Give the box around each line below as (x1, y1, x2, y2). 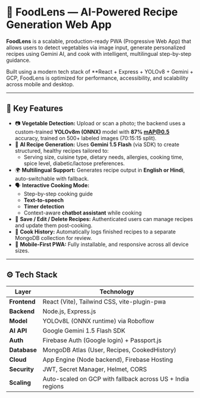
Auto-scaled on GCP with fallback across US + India (42, 374, 189, 383)
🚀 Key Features (6, 103, 64, 113)
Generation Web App (6, 18, 112, 31)
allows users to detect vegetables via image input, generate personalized (6, 44, 186, 51)
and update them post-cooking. (14, 222, 93, 229)
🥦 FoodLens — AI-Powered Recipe (6, 5, 178, 19)
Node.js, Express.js (42, 307, 96, 315)
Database (9, 346, 37, 354)
